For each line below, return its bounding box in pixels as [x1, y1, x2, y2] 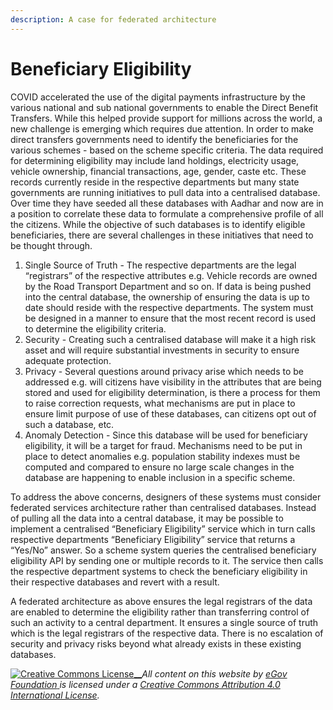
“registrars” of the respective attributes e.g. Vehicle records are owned [24, 269, 318, 281]
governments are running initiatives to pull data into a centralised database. [10, 186, 321, 198]
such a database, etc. [24, 418, 115, 430]
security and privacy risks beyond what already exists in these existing [10, 637, 302, 650]
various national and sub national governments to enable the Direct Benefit [10, 101, 319, 113]
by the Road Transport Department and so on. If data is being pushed [24, 280, 312, 292]
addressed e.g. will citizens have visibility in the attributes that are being [24, 376, 322, 388]
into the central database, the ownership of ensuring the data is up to [24, 291, 310, 303]
